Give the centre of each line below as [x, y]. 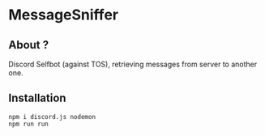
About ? [29, 45]
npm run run [28, 124]
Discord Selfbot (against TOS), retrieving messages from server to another [133, 64]
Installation [37, 98]
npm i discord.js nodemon [52, 117]
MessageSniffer [64, 15]
